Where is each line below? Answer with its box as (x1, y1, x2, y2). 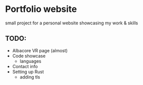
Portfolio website (5, 3, 77, 15)
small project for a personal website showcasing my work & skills (5, 20, 138, 26)
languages (19, 58, 41, 64)
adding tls (19, 74, 41, 80)
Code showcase (12, 53, 46, 59)
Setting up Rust (12, 69, 44, 75)
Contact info (12, 63, 38, 69)
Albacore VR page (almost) (12, 47, 68, 53)
